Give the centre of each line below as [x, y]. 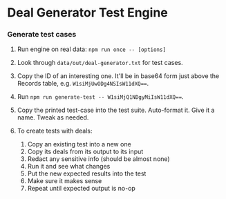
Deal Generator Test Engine [87, 13]
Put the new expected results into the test [87, 173]
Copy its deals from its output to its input [85, 152]
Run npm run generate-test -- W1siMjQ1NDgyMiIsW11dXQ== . [101, 97]
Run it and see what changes [69, 167]
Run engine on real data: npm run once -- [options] [92, 49]
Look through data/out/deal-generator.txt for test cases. [100, 63]
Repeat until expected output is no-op [82, 189]
